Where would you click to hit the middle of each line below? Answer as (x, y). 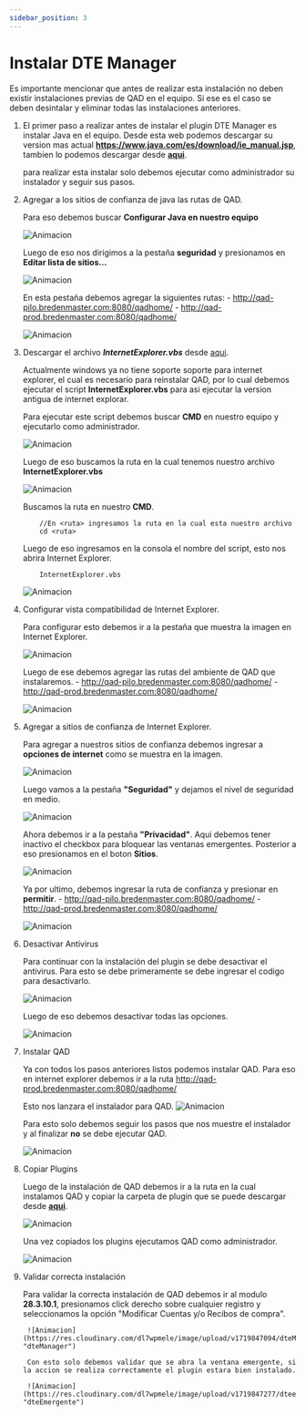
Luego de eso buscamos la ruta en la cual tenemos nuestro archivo (148, 461)
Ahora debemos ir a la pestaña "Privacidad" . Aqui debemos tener (147, 834)
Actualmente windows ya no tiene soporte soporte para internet (142, 369)
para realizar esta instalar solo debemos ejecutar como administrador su (158, 172)
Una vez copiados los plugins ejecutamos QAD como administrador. (150, 1241)
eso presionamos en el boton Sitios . (90, 853)
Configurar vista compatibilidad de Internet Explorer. (121, 609)
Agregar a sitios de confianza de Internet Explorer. (117, 727)
